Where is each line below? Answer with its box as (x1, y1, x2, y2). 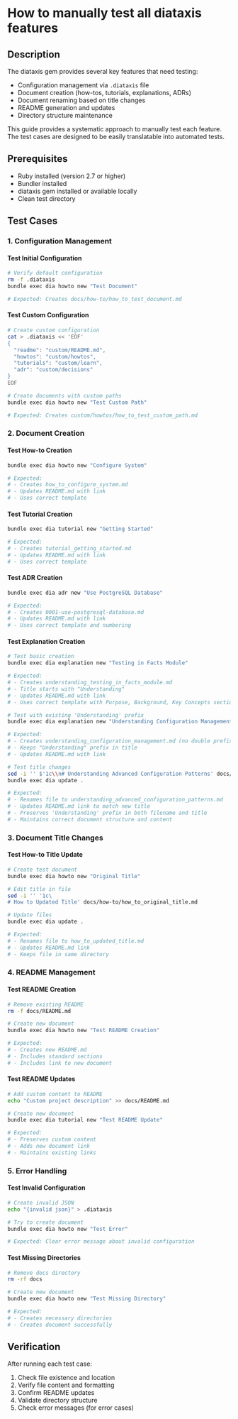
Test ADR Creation (7, 574, 63, 582)
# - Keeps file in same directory (7, 950, 110, 958)
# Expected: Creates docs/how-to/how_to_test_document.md (7, 295, 182, 302)
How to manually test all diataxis (7, 5, 202, 21)
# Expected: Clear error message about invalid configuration (7, 1238, 195, 1245)
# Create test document (7, 866, 78, 873)
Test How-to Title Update (7, 850, 84, 859)
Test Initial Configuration (7, 253, 83, 262)
